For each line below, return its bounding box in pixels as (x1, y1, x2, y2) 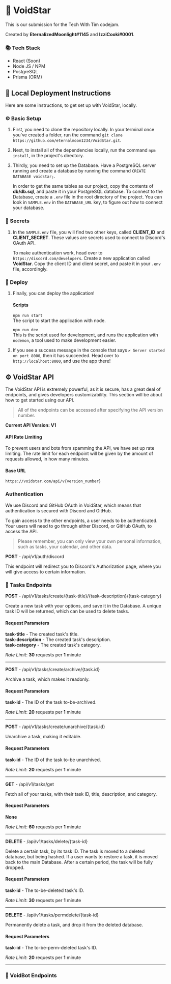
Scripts (12, 302, 29, 308)
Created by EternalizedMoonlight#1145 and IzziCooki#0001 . (5, 31, 135, 37)
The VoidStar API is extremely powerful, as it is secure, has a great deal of (5, 386, 161, 392)
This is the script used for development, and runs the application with (12, 332, 159, 338)
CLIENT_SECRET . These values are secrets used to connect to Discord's (12, 234, 165, 241)
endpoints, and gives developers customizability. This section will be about (5, 391, 163, 397)
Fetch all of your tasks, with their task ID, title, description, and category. (5, 791, 157, 797)
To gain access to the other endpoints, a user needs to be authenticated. (5, 517, 158, 524)
